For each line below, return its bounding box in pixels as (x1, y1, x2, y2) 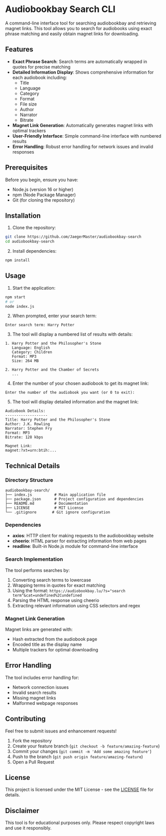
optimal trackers (12, 128, 46, 134)
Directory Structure (5, 476, 53, 483)
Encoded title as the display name (12, 641, 82, 647)
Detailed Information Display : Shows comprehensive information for (12, 69, 154, 75)
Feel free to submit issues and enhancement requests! (5, 728, 117, 734)
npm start (5, 294, 26, 300)
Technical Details (5, 461, 60, 470)
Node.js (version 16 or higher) (12, 186, 74, 192)
